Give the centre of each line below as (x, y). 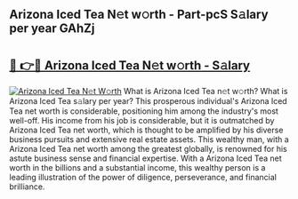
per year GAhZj (52, 29)
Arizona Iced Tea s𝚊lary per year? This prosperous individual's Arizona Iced (148, 101)
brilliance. (27, 187)
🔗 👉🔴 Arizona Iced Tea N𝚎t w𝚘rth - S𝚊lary (130, 65)
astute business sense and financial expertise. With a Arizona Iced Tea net (145, 158)
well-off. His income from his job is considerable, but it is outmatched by (142, 120)
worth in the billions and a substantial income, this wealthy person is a (137, 167)
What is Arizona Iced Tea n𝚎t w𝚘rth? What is (205, 91)
